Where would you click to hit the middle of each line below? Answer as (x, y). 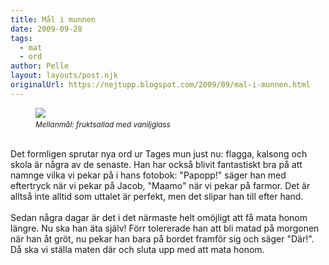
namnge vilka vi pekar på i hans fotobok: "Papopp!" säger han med (148, 175)
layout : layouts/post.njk (64, 76)
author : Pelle (40, 66)
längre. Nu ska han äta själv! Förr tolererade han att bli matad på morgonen (165, 228)
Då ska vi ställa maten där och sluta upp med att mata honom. (137, 249)
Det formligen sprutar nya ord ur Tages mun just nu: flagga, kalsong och (159, 153)
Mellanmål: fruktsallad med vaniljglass (103, 124)
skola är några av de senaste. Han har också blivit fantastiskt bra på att (156, 164)
